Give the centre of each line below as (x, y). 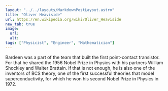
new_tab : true (20, 24)
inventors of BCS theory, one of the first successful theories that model (80, 73)
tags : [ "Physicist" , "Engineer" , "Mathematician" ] (60, 43)
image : (12, 29)
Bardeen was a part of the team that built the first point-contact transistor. (82, 57)
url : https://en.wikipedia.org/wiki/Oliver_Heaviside (63, 19)
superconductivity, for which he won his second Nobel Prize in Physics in (82, 78)
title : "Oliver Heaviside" (34, 15)
